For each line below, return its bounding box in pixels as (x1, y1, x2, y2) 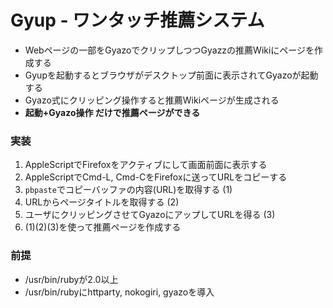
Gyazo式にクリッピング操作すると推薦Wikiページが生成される (24, 94, 280, 106)
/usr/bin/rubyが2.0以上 (24, 273, 119, 285)
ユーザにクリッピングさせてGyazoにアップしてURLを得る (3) (24, 209, 276, 221)
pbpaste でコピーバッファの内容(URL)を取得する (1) (24, 184, 233, 196)
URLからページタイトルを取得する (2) (24, 196, 180, 208)
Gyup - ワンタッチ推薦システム (10, 9, 265, 32)
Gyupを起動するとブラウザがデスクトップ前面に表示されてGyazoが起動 (24, 69, 319, 81)
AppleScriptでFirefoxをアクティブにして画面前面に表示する (24, 159, 268, 171)
